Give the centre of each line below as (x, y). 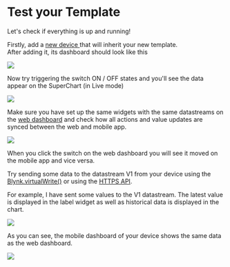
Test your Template (64, 12)
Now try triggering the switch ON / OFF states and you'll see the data (105, 78)
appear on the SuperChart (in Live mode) (66, 85)
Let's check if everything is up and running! (69, 31)
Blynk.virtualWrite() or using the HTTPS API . (70, 181)
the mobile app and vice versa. (51, 160)
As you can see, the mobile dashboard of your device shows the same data (114, 235)
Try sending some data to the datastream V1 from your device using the (109, 174)
